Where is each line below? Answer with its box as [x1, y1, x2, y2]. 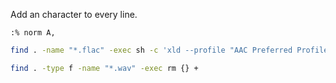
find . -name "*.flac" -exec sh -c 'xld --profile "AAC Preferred [10, 45, 293, 55]
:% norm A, [10, 28, 56, 38]
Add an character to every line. [10, 9, 138, 20]
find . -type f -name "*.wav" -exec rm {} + [10, 63, 199, 73]
